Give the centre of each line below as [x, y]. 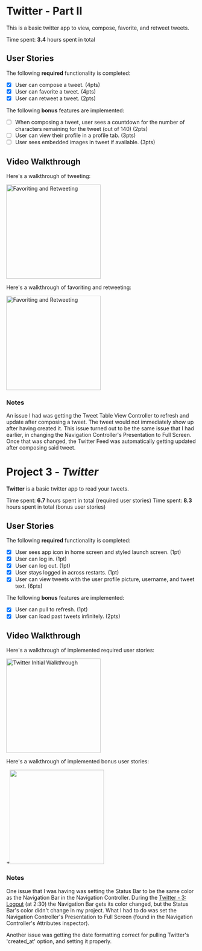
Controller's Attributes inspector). [48, 923]
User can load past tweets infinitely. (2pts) [68, 616]
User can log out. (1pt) [43, 566]
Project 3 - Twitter [52, 472]
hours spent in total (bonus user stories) [56, 507]
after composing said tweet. [41, 448]
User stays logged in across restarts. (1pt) [67, 573]
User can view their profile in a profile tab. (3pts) [75, 135]
